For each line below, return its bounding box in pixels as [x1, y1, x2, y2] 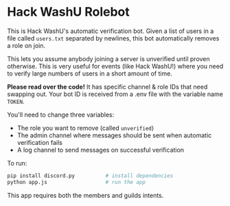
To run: [7, 159, 27, 167]
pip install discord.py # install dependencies [7, 172, 174, 179]
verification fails [16, 138, 63, 146]
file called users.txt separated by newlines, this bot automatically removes [7, 34, 220, 42]
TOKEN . [7, 97, 25, 105]
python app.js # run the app [7, 179, 146, 185]
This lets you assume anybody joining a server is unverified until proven [7, 54, 211, 62]
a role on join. [7, 41, 46, 49]
